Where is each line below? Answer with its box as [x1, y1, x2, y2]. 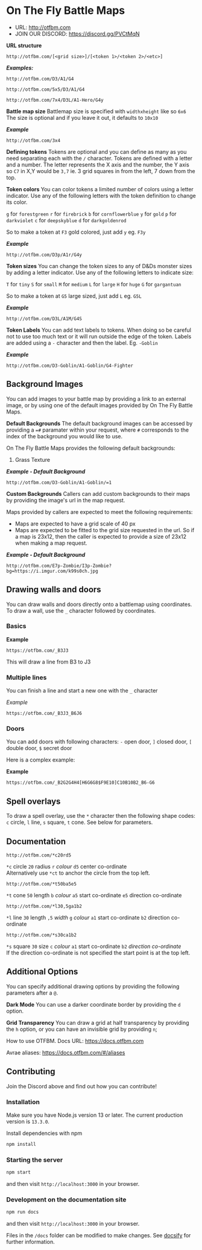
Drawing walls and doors [6, 585, 101, 595]
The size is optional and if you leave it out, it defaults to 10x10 [6, 114, 159, 121]
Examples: [6, 64, 34, 71]
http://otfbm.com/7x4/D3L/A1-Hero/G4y [6, 97, 104, 103]
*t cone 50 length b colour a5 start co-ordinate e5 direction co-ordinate [6, 892, 182, 899]
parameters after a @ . [6, 989, 58, 996]
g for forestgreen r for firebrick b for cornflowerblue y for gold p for [6, 210, 177, 217]
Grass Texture [14, 456, 50, 463]
